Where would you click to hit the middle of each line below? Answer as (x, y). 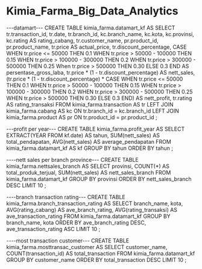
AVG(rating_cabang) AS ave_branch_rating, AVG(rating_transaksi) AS (92, 209)
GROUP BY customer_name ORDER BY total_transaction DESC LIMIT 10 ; (96, 259)
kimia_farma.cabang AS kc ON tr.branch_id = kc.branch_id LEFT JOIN (93, 111)
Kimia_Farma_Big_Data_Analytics (92, 11)
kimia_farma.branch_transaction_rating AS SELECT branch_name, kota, (95, 203)
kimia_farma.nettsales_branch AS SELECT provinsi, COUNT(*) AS (88, 166)
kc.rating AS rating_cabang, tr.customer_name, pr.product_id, (82, 40)
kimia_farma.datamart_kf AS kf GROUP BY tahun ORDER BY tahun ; (90, 148)
